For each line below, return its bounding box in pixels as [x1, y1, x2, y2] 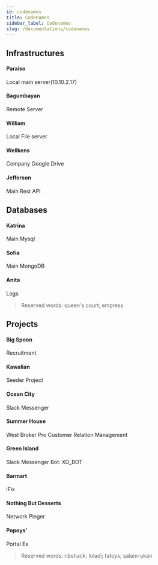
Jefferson [6, 174, 31, 181]
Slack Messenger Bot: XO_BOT [6, 459, 83, 466]
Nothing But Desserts [6, 499, 61, 506]
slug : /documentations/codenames [6, 25, 90, 32]
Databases [6, 205, 48, 215]
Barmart [6, 472, 28, 479]
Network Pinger [6, 513, 45, 520]
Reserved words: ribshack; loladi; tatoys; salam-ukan [20, 552, 153, 559]
